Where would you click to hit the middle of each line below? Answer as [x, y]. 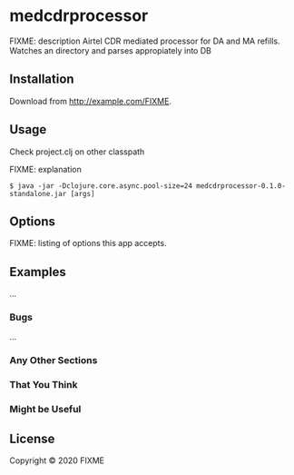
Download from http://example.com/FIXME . [91, 101]
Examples [38, 272]
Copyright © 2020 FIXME [57, 460]
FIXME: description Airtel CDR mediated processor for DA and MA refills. [145, 41]
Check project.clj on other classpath [77, 152]
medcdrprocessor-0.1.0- [241, 186]
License [32, 438]
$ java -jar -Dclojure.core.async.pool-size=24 [101, 186]
